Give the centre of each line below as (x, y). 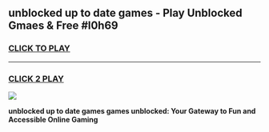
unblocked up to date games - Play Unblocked (125, 13)
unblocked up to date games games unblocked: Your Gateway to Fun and (132, 110)
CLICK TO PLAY (39, 49)
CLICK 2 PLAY (36, 78)
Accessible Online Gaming (53, 119)
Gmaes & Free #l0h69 (63, 26)
